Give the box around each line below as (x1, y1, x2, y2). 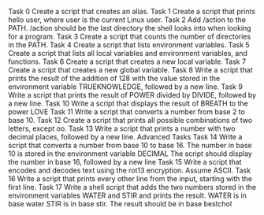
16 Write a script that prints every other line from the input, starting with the (8, 174, 253, 183)
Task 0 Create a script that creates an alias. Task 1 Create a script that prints (8, 7, 256, 16)
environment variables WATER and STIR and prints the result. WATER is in (8, 191, 247, 200)
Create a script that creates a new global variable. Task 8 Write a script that (8, 65, 253, 74)
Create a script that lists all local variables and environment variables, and (8, 49, 248, 57)
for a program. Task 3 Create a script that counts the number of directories (8, 32, 251, 41)
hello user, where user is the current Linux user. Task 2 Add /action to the (8, 15, 247, 24)
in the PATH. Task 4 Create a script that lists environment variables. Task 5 (8, 40, 250, 50)
